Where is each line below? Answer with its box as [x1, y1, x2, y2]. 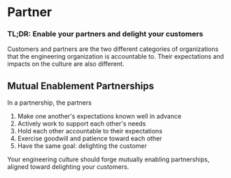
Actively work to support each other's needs [17, 119, 146, 128]
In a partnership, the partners [7, 98, 92, 107]
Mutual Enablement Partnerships [7, 80, 154, 91]
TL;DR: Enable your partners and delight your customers [7, 29, 204, 39]
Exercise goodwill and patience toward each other [17, 134, 162, 143]
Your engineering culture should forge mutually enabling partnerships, [7, 155, 210, 164]
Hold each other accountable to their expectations [17, 127, 163, 135]
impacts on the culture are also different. [7, 60, 125, 68]
